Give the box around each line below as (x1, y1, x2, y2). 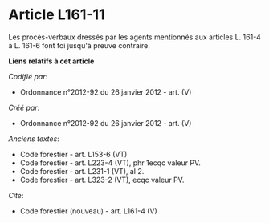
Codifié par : (8, 71, 48, 81)
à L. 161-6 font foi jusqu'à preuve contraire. (8, 40, 150, 50)
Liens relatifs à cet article (8, 56, 95, 66)
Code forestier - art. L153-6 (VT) (19, 149, 128, 159)
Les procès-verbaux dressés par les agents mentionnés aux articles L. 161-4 (8, 32, 261, 42)
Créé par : (8, 103, 40, 112)
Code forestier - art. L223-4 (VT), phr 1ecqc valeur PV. (19, 158, 201, 168)
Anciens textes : (8, 134, 60, 144)
